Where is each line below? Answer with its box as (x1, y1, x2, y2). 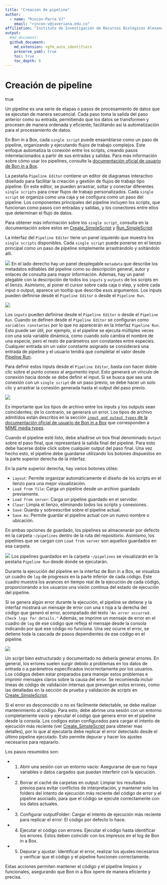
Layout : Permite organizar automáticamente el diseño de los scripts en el (12, 475, 162, 481)
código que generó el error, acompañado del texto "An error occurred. (5, 610, 152, 616)
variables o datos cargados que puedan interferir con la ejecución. (19, 769, 157, 775)
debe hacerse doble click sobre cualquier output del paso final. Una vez (5, 445, 153, 451)
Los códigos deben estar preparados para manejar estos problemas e (5, 671, 148, 677)
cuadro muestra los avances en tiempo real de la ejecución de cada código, (5, 579, 161, 585)
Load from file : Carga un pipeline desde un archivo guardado (12, 486, 140, 492)
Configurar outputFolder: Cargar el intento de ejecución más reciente (19, 811, 162, 818)
